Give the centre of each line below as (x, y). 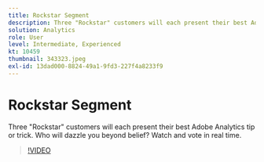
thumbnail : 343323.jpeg (47, 59)
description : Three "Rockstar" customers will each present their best (128, 23)
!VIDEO (39, 150)
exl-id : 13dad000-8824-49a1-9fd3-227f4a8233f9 (86, 67)
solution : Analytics (42, 30)
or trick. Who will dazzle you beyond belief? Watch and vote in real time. (125, 135)
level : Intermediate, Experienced (65, 45)
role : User (26, 37)
